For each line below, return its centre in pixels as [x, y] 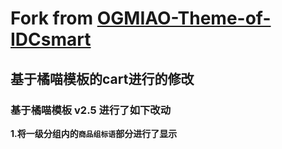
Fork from [52, 18]
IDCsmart [51, 39]
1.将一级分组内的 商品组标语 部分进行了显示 [94, 133]
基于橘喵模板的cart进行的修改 [102, 78]
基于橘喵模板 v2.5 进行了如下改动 [91, 110]
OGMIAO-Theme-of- [184, 18]
